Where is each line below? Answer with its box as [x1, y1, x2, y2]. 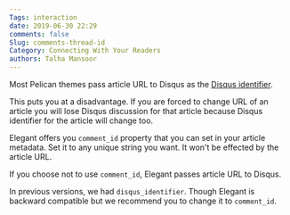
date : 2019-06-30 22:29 [9, 21, 98, 30]
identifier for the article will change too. [9, 115, 154, 126]
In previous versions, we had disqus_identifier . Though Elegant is [9, 186, 255, 196]
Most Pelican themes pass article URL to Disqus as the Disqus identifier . [9, 79, 273, 89]
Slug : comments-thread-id [9, 37, 105, 47]
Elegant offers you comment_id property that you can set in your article [9, 133, 266, 143]
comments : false [9, 29, 69, 38]
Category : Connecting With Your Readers [9, 46, 162, 55]
